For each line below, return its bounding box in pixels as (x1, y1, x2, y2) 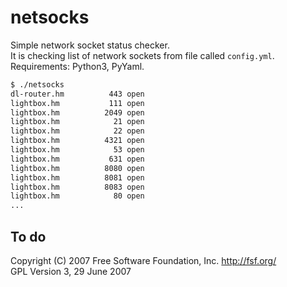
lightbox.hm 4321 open (10, 136, 145, 146)
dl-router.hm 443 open (10, 89, 145, 99)
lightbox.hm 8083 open (10, 182, 145, 192)
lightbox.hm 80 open (10, 191, 145, 201)
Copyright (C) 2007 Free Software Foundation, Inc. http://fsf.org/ (10, 255, 277, 266)
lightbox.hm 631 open (10, 154, 145, 164)
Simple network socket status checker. (10, 39, 170, 51)
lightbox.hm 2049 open (10, 107, 145, 118)
